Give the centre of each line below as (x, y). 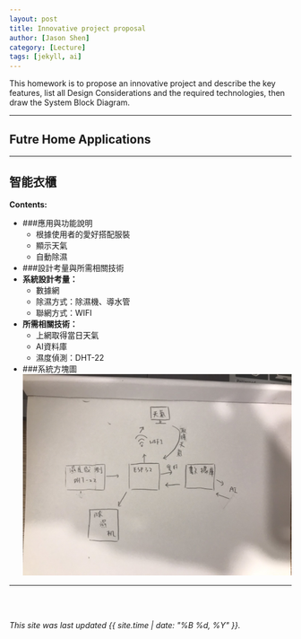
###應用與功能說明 (57, 223)
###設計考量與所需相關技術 (73, 267)
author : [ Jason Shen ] (50, 38)
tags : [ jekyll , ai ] (46, 57)
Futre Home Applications (80, 139)
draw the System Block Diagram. (70, 102)
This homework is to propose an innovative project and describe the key (142, 83)
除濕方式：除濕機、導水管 (83, 302)
